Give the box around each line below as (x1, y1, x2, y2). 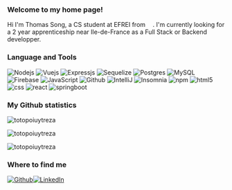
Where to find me (7, 160, 67, 169)
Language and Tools (7, 53, 78, 62)
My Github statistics (7, 100, 77, 110)
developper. (7, 35, 42, 44)
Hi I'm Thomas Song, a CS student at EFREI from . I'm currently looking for (7, 21, 225, 29)
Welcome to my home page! (7, 5, 104, 15)
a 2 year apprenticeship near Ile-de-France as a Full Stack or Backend (7, 28, 208, 36)
